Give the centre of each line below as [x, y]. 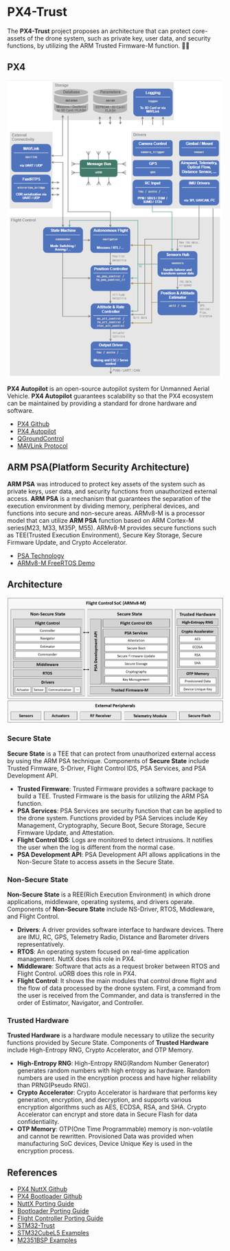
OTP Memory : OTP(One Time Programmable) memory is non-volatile [115, 1129]
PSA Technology [41, 555]
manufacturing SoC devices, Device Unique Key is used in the [105, 1144]
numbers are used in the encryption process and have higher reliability [117, 1078]
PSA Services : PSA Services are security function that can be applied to [119, 811]
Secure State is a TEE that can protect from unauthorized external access [112, 754]
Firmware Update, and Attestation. [66, 833]
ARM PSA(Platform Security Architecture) [99, 467]
